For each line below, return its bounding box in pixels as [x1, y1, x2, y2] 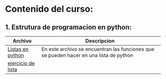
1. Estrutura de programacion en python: [5, 23, 132, 31]
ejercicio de [7, 60, 35, 67]
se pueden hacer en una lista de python [41, 52, 133, 58]
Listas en [7, 46, 29, 53]
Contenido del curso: [5, 3, 93, 15]
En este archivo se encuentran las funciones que [41, 46, 155, 53]
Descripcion [85, 38, 115, 44]
